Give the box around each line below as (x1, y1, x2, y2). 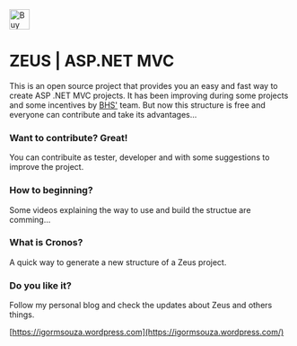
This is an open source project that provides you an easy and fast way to (9, 80, 278, 91)
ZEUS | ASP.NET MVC (9, 51, 175, 71)
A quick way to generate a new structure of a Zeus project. (9, 256, 227, 268)
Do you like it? (9, 279, 72, 291)
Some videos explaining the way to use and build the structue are (9, 204, 251, 215)
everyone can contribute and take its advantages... (9, 109, 197, 120)
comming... (9, 214, 51, 225)
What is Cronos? (9, 236, 83, 249)
